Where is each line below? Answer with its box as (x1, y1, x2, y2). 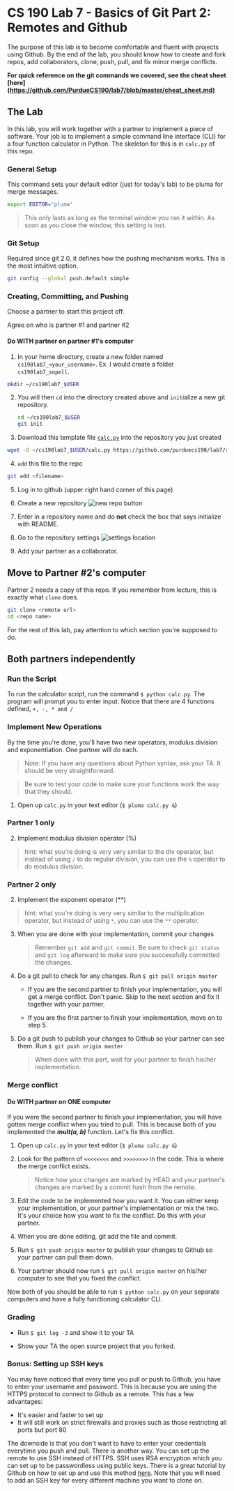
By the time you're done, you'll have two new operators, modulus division (7, 737, 218, 747)
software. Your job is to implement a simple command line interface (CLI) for (7, 132, 226, 140)
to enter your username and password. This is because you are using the (7, 1382, 217, 1391)
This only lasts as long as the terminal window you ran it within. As (24, 213, 215, 222)
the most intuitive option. (7, 261, 79, 270)
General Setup (7, 164, 57, 174)
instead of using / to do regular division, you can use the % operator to (24, 855, 226, 863)
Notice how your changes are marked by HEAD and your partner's (34, 1176, 225, 1184)
